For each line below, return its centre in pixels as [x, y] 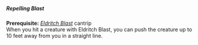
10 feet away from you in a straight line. [55, 36]
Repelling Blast [25, 8]
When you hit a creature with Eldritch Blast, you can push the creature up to [99, 29]
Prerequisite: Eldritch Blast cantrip [49, 23]
